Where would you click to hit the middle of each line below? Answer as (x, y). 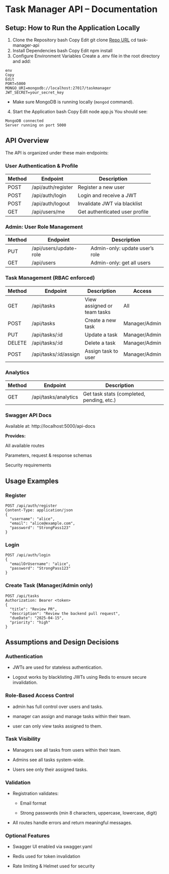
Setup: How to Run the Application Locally (73, 28)
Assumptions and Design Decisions (62, 642)
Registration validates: (35, 793)
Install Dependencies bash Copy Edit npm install (62, 51)
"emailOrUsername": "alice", (40, 564)
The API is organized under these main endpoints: (57, 152)
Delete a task (100, 343)
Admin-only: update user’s (122, 249)
